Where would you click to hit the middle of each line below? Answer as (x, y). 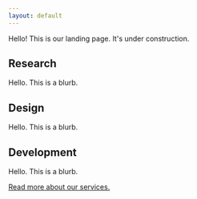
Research (33, 64)
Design (26, 107)
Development (43, 152)
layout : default (35, 16)
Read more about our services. (59, 187)
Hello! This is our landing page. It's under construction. (99, 38)
